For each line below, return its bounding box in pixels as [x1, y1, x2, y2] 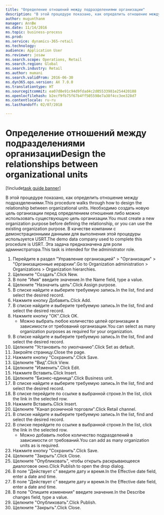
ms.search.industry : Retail [5, 66, 63, 71]
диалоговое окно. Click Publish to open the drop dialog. [12, 463, 125, 469]
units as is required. [19, 442, 60, 448]
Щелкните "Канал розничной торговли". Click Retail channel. [12, 406, 137, 412]
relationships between [5, 159, 98, 170]
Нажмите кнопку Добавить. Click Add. [12, 297, 91, 303]
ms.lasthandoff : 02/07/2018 [5, 102, 63, 107]
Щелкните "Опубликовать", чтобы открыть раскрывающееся [12, 458, 140, 464]
